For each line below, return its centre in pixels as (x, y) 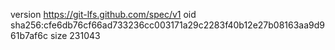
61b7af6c (29, 35)
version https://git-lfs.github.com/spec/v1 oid (103, 14)
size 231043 (75, 35)
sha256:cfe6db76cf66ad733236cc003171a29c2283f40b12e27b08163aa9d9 (168, 25)
